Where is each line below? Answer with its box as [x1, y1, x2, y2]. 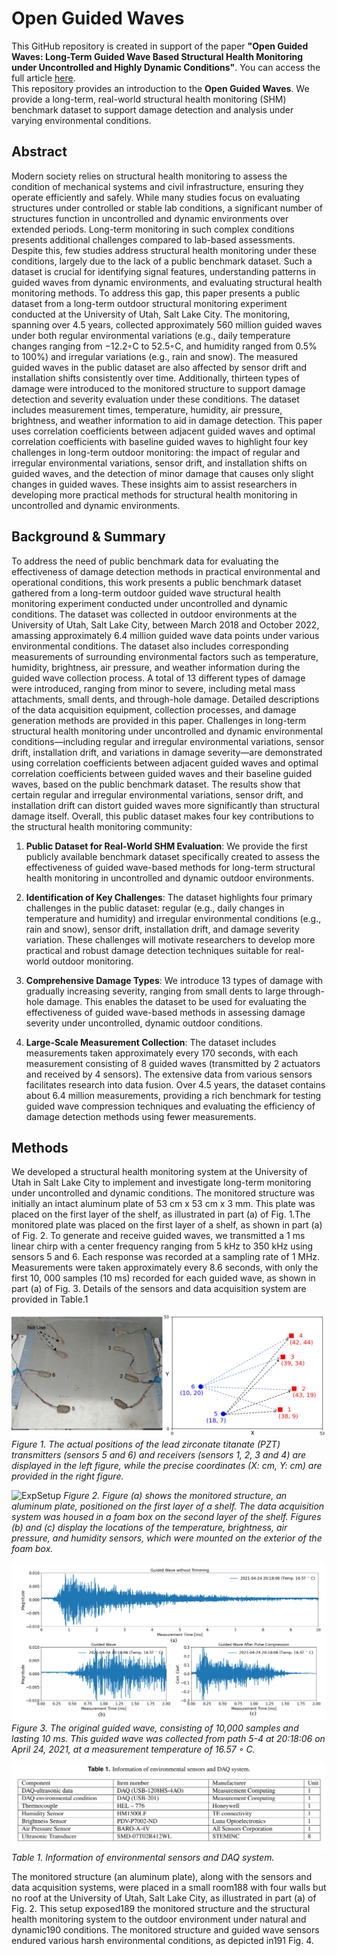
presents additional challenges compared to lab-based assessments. [11, 233, 296, 246]
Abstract [11, 143, 68, 161]
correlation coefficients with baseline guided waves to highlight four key [11, 435, 309, 447]
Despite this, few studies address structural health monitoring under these [11, 244, 317, 256]
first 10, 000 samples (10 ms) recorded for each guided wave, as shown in [11, 1272, 316, 1284]
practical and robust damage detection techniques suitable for [25, 944, 283, 956]
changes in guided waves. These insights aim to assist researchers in [11, 478, 298, 490]
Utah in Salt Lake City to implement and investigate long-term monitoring [11, 1177, 312, 1189]
